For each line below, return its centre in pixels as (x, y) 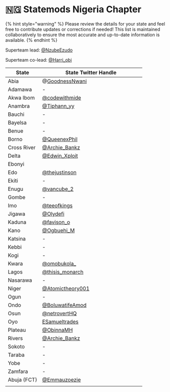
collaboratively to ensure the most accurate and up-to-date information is (82, 35)
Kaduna (17, 222)
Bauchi (16, 114)
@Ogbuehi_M (58, 230)
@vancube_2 (58, 189)
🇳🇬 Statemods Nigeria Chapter (73, 9)
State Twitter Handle (91, 72)
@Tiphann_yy (58, 106)
